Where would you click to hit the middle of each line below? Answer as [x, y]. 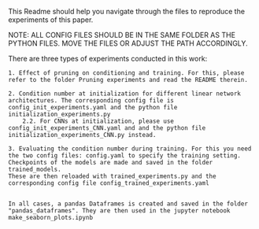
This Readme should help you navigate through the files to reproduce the [127, 11]
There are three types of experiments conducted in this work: [108, 59]
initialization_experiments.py [59, 114]
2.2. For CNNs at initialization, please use [98, 121]
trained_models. [35, 169]
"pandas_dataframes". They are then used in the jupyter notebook [119, 211]
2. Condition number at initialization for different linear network [125, 94]
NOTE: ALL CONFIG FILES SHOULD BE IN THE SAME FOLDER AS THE [122, 35]
